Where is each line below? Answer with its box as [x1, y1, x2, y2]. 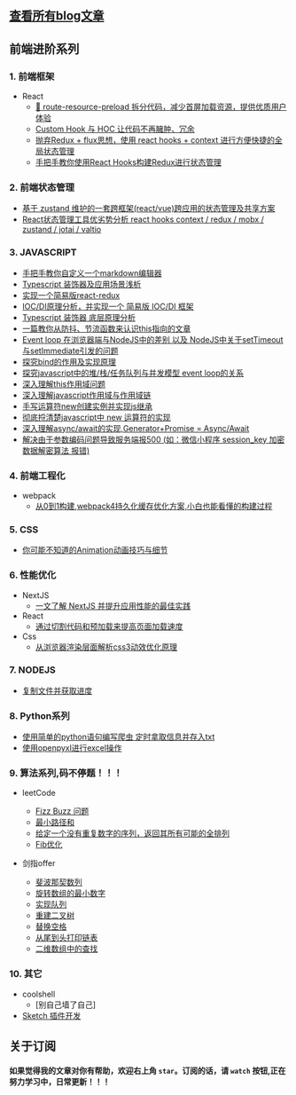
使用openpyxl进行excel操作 [21, 743, 122, 753]
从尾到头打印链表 [35, 933, 98, 943]
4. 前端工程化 [9, 469, 66, 482]
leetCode [21, 788, 56, 799]
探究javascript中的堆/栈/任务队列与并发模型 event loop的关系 [21, 367, 245, 378]
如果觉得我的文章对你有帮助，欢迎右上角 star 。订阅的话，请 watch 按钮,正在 [9, 1065, 286, 1075]
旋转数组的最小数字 [35, 888, 106, 899]
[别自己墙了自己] [35, 999, 96, 1010]
